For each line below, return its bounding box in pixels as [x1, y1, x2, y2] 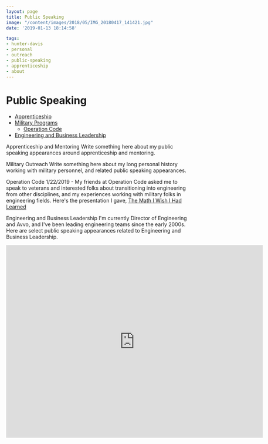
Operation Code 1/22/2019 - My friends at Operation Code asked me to [6, 179, 178, 186]
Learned [6, 203, 26, 210]
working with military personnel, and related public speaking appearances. [6, 167, 186, 174]
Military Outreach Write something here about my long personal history [6, 161, 178, 168]
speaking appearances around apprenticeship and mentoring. [6, 149, 155, 156]
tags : [6, 36, 19, 42]
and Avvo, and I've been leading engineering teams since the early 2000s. [6, 221, 186, 228]
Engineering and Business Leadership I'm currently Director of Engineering [6, 215, 187, 222]
